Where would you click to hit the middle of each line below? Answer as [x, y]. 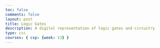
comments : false [22, 14]
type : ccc [16, 33]
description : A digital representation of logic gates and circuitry [80, 28]
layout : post [19, 19]
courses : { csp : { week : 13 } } [37, 38]
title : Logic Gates [26, 24]
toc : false [17, 10]
